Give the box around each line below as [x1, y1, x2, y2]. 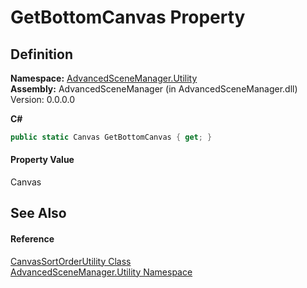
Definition [10, 46, 73, 63]
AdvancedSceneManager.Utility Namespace [10, 266, 193, 278]
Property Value [10, 154, 75, 166]
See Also [10, 205, 67, 222]
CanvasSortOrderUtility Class [10, 255, 132, 267]
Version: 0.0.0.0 [10, 94, 76, 105]
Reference [10, 233, 55, 245]
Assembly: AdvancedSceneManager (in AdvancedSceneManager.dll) [10, 83, 298, 95]
